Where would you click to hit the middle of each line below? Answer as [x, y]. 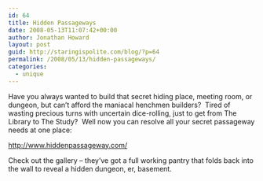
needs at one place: [40, 130]
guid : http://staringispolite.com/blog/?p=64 [84, 52]
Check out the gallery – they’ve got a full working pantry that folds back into [131, 160]
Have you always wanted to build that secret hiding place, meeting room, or [130, 96]
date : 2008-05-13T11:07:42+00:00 [63, 30]
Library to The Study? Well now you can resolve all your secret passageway [131, 121]
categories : [27, 67]
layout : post [29, 45]
